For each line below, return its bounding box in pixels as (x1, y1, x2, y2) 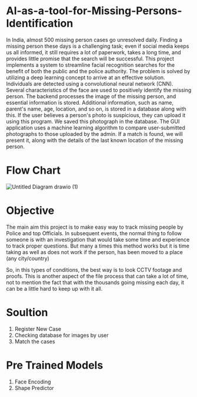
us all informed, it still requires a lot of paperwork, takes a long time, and (6, 48, 181, 56)
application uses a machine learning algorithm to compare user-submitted (6, 124, 185, 131)
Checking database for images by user (14, 331, 109, 339)
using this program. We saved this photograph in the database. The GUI (6, 118, 180, 125)
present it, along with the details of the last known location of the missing (6, 136, 183, 144)
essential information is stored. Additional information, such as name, (6, 99, 173, 106)
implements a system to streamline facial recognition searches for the (6, 61, 175, 69)
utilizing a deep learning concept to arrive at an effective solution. (6, 74, 166, 81)
